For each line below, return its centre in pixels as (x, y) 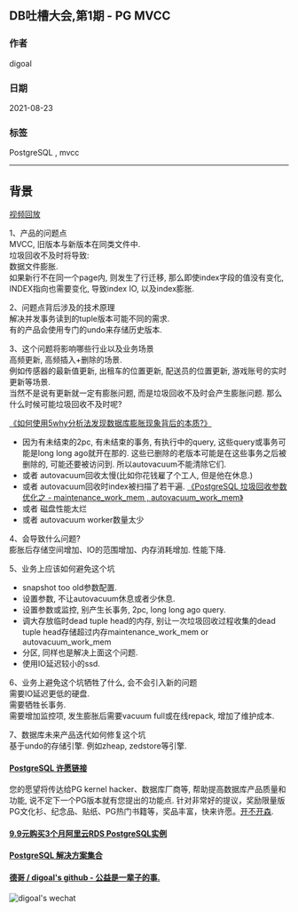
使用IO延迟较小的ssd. (61, 664)
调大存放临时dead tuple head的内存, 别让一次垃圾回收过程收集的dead (149, 621)
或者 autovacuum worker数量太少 (83, 520)
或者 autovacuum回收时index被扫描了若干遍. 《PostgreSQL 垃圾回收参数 (155, 486)
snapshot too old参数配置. (70, 588)
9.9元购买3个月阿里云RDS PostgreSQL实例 (88, 833)
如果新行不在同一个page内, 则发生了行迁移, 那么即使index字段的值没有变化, (147, 277)
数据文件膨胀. (34, 267)
